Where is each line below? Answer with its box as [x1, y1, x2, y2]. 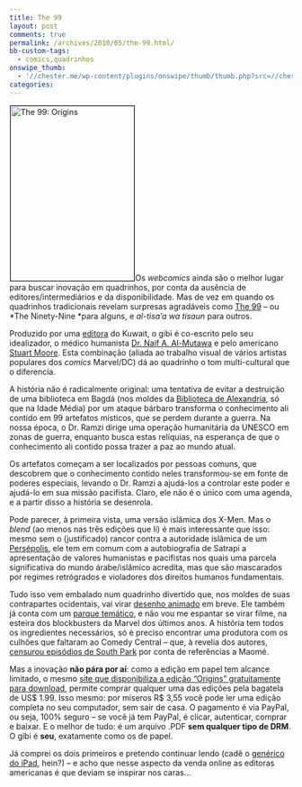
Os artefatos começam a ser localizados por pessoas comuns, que [9, 458, 257, 469]
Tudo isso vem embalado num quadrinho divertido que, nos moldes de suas [9, 588, 290, 599]
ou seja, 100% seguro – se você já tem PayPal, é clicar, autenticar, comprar [9, 711, 288, 722]
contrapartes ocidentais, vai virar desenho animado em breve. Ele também [9, 598, 286, 609]
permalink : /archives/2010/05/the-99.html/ [9, 38, 175, 48]
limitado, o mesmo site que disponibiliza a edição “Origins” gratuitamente [9, 673, 281, 684]
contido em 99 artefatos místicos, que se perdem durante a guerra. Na [9, 412, 271, 423]
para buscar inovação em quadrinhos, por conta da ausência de [9, 282, 247, 292]
